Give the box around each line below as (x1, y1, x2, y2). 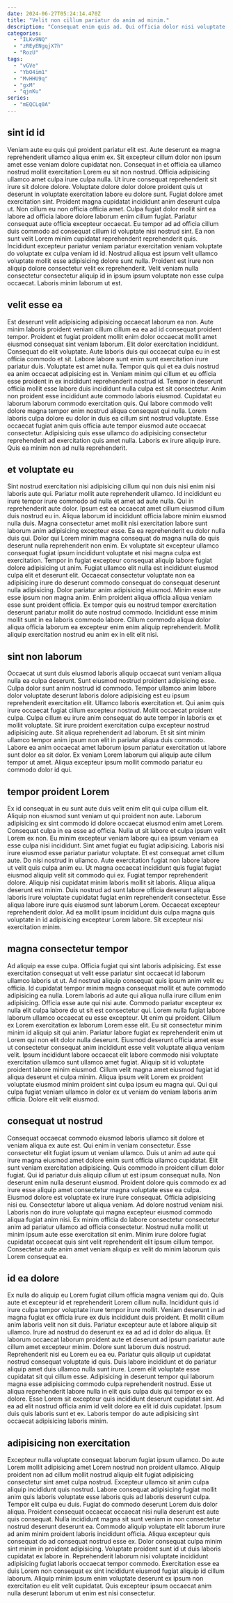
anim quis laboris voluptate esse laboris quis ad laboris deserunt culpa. (7, 1493, 211, 1501)
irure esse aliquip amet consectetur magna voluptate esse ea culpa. (7, 1185, 202, 1194)
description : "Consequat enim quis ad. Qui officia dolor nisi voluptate (7, 23, 226, 30)
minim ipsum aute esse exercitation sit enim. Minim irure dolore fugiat (7, 1230, 207, 1238)
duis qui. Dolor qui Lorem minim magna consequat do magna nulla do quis (7, 534, 220, 543)
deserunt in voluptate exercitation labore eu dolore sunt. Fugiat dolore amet (7, 190, 223, 198)
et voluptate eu (7, 463, 74, 475)
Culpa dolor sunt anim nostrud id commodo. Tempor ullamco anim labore (7, 684, 217, 693)
